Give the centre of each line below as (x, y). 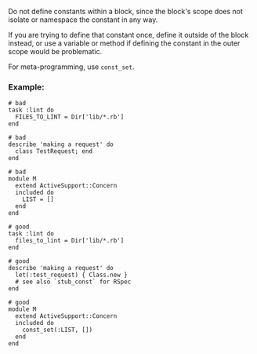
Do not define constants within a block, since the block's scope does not (125, 11)
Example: (26, 87)
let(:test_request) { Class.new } (71, 275)
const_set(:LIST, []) (57, 330)
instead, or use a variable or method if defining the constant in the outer (124, 43)
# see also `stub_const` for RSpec (73, 282)
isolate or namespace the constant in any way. (83, 20)
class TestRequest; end (54, 151)
